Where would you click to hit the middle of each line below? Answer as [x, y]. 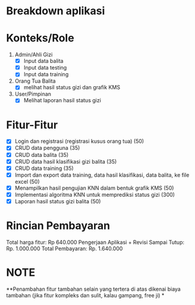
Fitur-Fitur [32, 125]
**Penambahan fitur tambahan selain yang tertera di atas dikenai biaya [94, 289]
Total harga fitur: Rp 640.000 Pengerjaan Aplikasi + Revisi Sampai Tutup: [95, 242]
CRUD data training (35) [44, 168]
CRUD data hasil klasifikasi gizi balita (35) [66, 161]
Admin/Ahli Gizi [34, 55]
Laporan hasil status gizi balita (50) [58, 201]
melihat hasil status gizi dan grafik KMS [72, 87]
